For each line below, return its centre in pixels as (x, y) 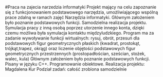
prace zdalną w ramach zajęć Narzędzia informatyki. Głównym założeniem (80, 17)
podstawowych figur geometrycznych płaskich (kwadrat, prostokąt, (73, 43)
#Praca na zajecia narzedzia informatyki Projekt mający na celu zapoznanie (81, 7)
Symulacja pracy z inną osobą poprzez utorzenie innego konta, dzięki (75, 28)
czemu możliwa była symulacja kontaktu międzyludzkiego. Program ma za (80, 33)
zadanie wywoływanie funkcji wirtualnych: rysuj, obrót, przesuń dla (72, 38)
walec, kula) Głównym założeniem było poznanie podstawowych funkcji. (77, 59)
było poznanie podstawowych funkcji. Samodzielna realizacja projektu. (76, 22)
